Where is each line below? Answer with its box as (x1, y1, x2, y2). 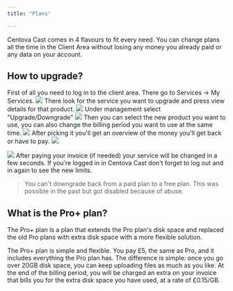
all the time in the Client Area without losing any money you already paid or (7, 42, 223, 51)
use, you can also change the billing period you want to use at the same (7, 121, 214, 129)
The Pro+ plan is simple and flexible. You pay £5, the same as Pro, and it (7, 247, 214, 255)
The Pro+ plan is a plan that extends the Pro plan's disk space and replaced (7, 226, 224, 234)
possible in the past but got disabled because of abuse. (24, 187, 184, 195)
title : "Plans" (7, 10, 51, 17)
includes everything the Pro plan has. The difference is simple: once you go (7, 254, 224, 263)
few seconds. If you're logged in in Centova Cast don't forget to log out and (7, 159, 224, 167)
